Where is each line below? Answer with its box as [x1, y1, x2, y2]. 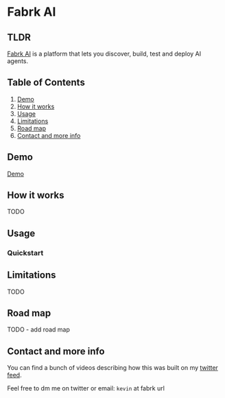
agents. [7, 57, 29, 65]
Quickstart [7, 248, 44, 257]
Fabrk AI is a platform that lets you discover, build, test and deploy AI [7, 49, 201, 58]
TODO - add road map [7, 325, 71, 333]
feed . [7, 371, 22, 379]
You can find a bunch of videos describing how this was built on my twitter [7, 364, 218, 372]
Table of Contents [7, 77, 86, 89]
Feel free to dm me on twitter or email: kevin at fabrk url [7, 384, 165, 393]
